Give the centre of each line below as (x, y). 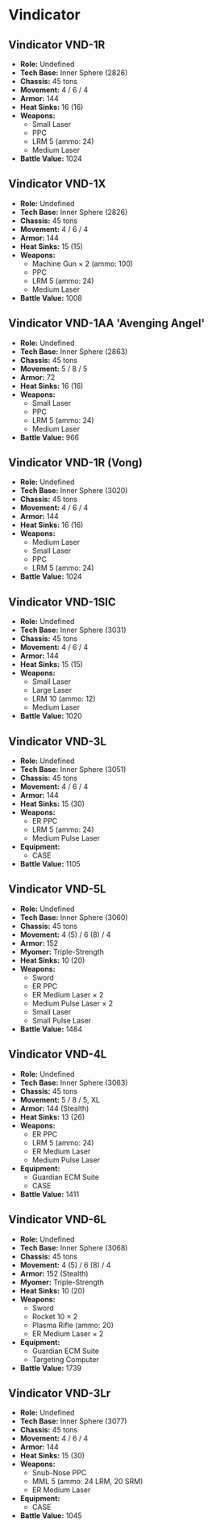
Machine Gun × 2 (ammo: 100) (83, 264)
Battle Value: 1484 (51, 1029)
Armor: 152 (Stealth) (54, 1273)
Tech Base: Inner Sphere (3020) (74, 491)
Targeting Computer (65, 1359)
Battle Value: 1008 (51, 297)
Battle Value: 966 (50, 437)
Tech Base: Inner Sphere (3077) (73, 1421)
